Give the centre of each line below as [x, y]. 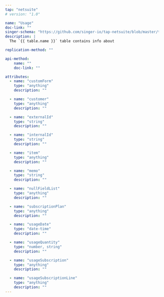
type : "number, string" [38, 247]
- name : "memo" [25, 171]
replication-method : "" [29, 50]
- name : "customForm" [31, 81]
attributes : [17, 77]
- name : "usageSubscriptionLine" [43, 278]
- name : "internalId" [31, 135]
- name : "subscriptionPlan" [38, 206]
